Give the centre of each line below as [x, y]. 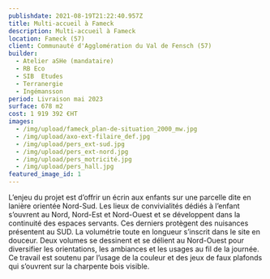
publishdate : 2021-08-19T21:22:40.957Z [76, 16]
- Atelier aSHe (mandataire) [65, 62]
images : [21, 122]
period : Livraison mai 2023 [56, 99]
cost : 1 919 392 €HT [43, 114]
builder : [23, 54]
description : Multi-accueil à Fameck [72, 31]
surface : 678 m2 [36, 106]
